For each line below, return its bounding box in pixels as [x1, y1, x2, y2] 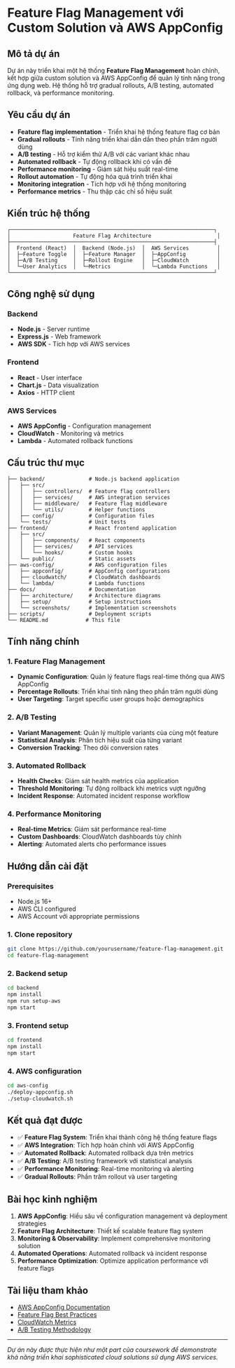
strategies [17, 1219, 47, 1228]
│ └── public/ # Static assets [7, 555, 136, 562]
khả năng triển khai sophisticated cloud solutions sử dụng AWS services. [7, 1353, 218, 1362]
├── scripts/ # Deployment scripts [7, 610, 152, 618]
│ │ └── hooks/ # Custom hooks [7, 549, 133, 556]
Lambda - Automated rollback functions [17, 436, 133, 445]
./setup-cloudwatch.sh [7, 1095, 73, 1102]
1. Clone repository [7, 929, 73, 939]
